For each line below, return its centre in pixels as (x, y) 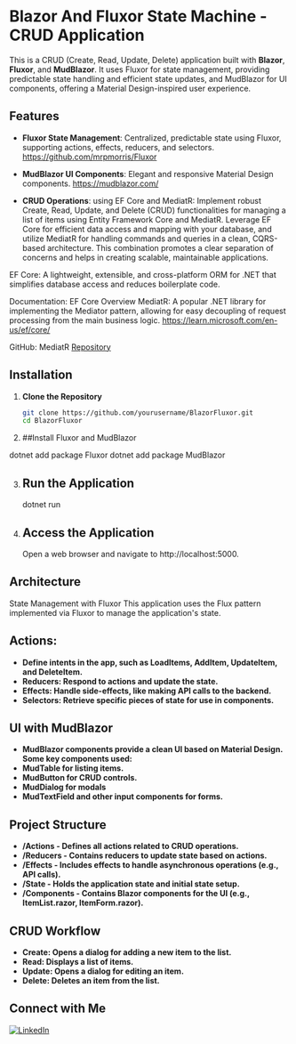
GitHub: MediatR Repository (60, 347)
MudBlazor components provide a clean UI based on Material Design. (152, 749)
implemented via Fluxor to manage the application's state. (115, 612)
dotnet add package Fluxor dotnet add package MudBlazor (117, 455)
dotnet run (41, 505)
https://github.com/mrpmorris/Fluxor (89, 157)
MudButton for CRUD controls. (80, 778)
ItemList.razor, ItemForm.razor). (83, 903)
